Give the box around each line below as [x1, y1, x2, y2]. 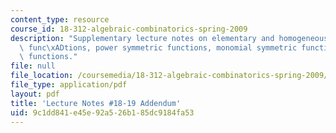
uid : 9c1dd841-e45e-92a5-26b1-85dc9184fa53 [10, 107, 195, 118]
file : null [10, 61, 56, 71]
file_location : [10, 71, 74, 81]
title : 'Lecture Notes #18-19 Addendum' [10, 98, 182, 108]
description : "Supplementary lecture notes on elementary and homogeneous [10, 33, 329, 43]
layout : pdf [10, 89, 60, 99]
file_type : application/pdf [10, 80, 128, 90]
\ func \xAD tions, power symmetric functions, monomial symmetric [19, 42, 298, 53]
